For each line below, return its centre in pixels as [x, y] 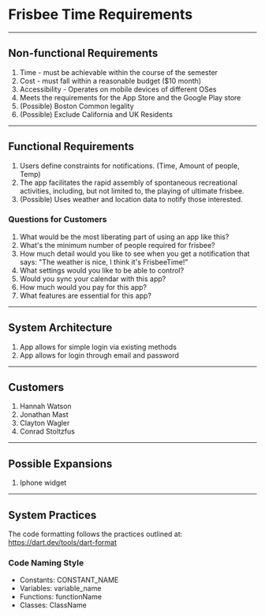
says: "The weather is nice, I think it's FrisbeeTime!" [104, 261]
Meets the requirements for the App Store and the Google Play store [130, 97]
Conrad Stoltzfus [47, 431]
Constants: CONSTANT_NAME [69, 580]
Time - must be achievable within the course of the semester [119, 72]
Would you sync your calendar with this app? [93, 279]
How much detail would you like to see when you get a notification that [134, 254]
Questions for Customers [58, 220]
